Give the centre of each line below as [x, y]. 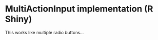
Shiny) [19, 19]
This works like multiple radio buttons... [45, 32]
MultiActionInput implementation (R [79, 9]
